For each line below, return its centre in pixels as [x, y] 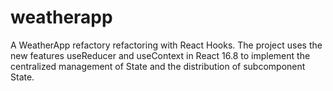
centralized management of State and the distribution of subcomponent [158, 66]
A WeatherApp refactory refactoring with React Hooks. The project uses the [166, 45]
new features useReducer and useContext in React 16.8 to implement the [160, 55]
